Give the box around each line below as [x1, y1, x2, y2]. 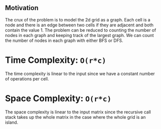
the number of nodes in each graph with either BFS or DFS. [5, 37, 124, 43]
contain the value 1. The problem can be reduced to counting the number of [5, 27, 156, 33]
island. [5, 119, 18, 125]
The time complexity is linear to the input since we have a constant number [5, 71, 155, 76]
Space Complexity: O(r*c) [5, 92, 112, 104]
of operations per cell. [5, 75, 49, 82]
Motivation [5, 4, 39, 12]
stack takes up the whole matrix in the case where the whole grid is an [5, 114, 146, 120]
